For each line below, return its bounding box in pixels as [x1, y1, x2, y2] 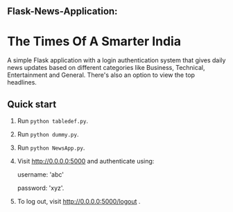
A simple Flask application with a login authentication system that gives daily [7, 56, 226, 64]
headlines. [7, 78, 37, 87]
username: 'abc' [17, 170, 64, 179]
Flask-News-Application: [7, 6, 118, 17]
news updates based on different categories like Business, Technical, [7, 64, 205, 72]
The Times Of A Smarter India [7, 33, 182, 49]
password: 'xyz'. [17, 184, 64, 193]
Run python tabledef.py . [17, 117, 89, 125]
